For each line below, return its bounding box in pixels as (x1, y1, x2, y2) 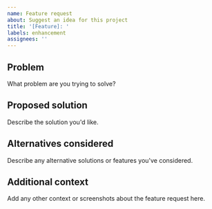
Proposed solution (7, 99, 88, 111)
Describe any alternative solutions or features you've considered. (7, 156, 193, 164)
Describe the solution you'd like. (7, 118, 99, 126)
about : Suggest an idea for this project (7, 17, 128, 23)
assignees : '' (7, 36, 48, 43)
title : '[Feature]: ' (7, 23, 70, 30)
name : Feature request (7, 10, 73, 17)
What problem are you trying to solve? (7, 79, 116, 88)
